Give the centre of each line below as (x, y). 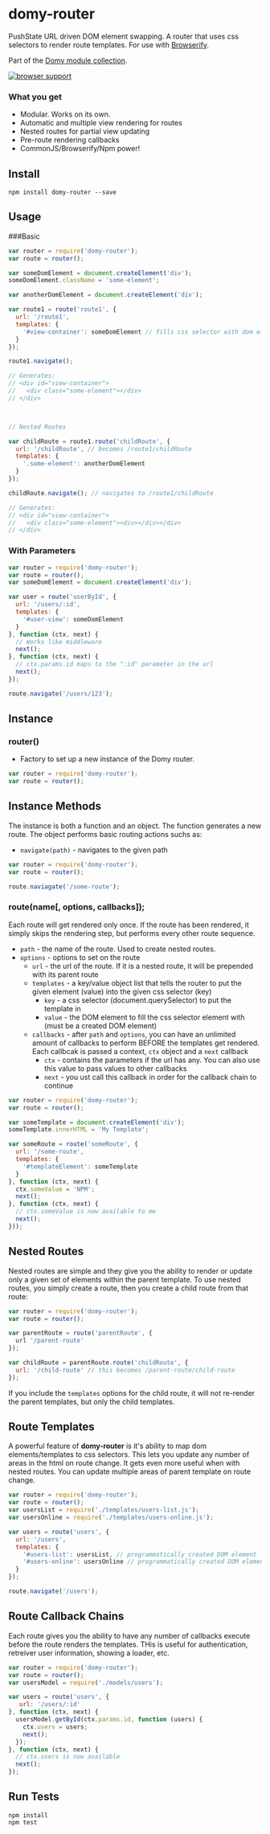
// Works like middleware (59, 642)
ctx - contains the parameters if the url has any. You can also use (152, 1060)
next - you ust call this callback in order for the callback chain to (150, 1077)
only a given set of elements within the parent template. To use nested (125, 1279)
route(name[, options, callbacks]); (77, 907)
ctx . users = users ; (55, 1727)
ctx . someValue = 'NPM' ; (55, 1189)
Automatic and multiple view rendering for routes (101, 123)
